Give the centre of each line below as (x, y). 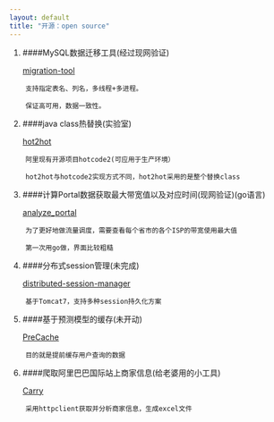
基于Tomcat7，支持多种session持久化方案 (94, 301)
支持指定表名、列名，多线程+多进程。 (84, 89)
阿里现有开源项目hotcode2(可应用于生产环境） (100, 159)
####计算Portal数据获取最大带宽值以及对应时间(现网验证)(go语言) (144, 194)
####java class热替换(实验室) (77, 123)
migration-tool (48, 70)
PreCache (41, 337)
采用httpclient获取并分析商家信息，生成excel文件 (109, 409)
